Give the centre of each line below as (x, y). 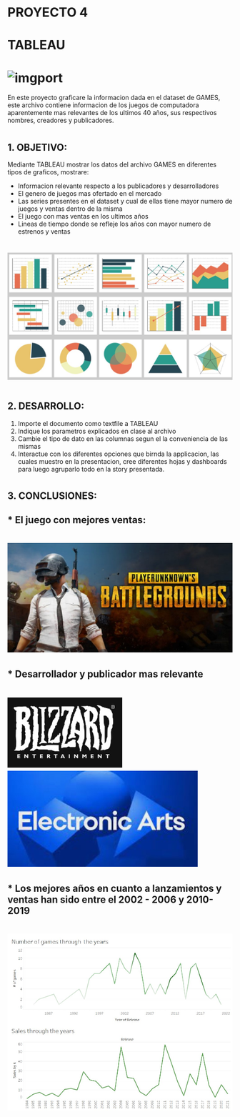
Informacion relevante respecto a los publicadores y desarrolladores (118, 186)
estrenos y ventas (44, 231)
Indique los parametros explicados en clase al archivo (97, 431)
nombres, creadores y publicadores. (61, 120)
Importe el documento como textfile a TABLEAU (88, 423)
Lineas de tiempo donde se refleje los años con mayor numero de (114, 224)
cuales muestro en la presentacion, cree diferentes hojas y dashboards (122, 461)
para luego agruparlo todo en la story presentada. (91, 469)
